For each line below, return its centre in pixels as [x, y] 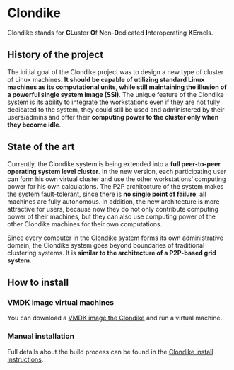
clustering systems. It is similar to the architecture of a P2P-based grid [112, 253]
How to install [38, 282]
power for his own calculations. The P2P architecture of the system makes [116, 186]
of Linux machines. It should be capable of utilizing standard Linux [106, 79]
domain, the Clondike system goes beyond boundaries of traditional [106, 245]
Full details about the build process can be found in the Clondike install [110, 352]
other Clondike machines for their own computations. [85, 224]
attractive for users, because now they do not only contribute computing [113, 209]
